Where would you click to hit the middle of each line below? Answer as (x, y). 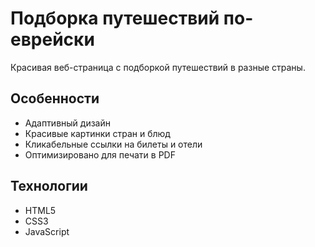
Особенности (55, 98)
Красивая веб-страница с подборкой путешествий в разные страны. (158, 67)
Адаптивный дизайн (67, 123)
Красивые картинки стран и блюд (97, 133)
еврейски (52, 39)
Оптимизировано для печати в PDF (100, 154)
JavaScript (47, 231)
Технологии (49, 186)
